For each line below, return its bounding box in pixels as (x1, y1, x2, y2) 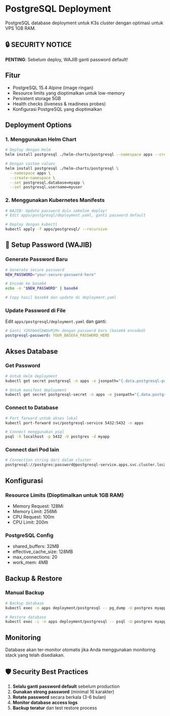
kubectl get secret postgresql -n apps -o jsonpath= (5, 378, 119, 384)
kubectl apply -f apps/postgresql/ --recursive (5, 227, 108, 232)
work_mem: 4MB (12, 560, 48, 566)
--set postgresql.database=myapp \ (10, 180, 85, 185)
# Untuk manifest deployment (5, 388, 67, 393)
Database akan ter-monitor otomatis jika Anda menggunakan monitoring (5, 647, 156, 653)
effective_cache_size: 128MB (12, 549, 73, 555)
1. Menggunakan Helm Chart (5, 136, 77, 143)
